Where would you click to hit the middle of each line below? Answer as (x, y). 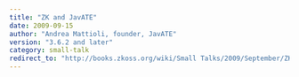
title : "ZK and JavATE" (53, 17)
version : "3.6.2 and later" (61, 42)
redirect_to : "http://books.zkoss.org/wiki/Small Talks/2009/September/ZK (151, 58)
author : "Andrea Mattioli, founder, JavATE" (93, 34)
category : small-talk (49, 50)
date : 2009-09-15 (41, 26)
